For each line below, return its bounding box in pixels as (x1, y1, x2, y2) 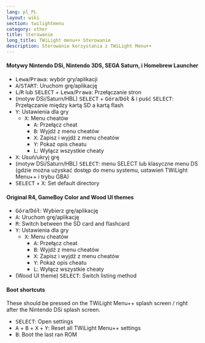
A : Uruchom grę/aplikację (15, 213, 80, 221)
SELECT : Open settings (15, 318, 73, 325)
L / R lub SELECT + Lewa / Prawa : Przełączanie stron (15, 89, 142, 96)
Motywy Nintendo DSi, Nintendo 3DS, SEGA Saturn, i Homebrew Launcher (6, 62, 199, 69)
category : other (6, 26, 48, 32)
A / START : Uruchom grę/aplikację (15, 82, 98, 89)
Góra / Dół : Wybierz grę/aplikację (15, 207, 99, 215)
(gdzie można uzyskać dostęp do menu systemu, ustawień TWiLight (15, 166, 188, 174)
